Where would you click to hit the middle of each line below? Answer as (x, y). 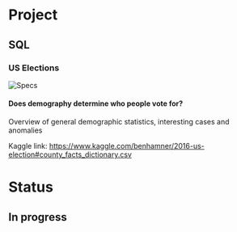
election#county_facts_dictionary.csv (70, 154)
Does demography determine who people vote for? (96, 103)
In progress (38, 217)
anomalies (25, 130)
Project (33, 15)
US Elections (34, 68)
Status (31, 187)
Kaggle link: (28, 146)
